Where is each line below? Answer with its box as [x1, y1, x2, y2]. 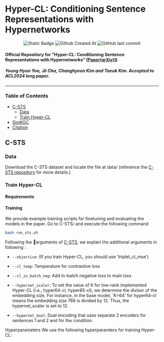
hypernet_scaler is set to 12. [12, 303, 69, 309]
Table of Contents [5, 93, 49, 100]
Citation [12, 124, 28, 130]
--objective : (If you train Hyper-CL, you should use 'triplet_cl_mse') [12, 254, 149, 260]
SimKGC [12, 119, 29, 125]
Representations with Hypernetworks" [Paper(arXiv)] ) [5, 57, 118, 62]
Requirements [5, 194, 35, 200]
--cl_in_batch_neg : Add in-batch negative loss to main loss [12, 273, 132, 279]
